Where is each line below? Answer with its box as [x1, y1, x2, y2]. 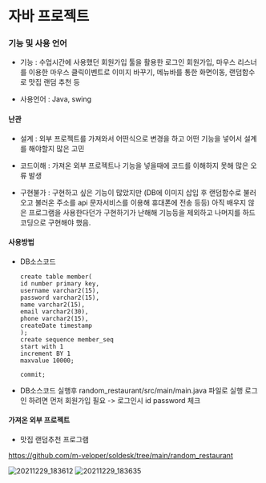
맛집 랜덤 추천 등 [28, 78, 80, 87]
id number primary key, [19, 279, 100, 288]
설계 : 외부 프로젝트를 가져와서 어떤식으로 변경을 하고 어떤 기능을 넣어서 [19, 134, 243, 143]
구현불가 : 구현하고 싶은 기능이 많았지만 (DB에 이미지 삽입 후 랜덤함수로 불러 [19, 187, 256, 197]
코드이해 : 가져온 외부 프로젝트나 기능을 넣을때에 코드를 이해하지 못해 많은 [19, 161, 249, 170]
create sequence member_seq [19, 335, 114, 344]
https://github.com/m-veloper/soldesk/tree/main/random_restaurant [8, 451, 234, 461]
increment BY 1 [19, 349, 71, 357]
